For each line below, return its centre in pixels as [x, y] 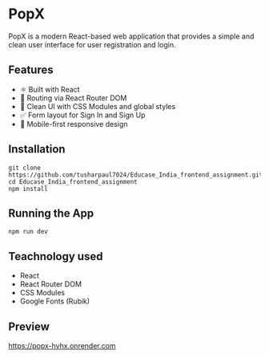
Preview [29, 326]
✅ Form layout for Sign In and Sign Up [82, 115]
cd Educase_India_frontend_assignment [73, 181]
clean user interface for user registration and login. [92, 44]
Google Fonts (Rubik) [55, 301]
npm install [28, 189]
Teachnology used [56, 256]
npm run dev [28, 232]
